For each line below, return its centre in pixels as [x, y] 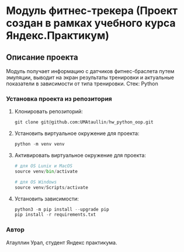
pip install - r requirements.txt [55, 215]
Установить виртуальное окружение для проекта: [77, 133]
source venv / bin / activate [46, 171]
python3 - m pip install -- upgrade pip [62, 209]
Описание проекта [42, 57]
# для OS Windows [36, 182]
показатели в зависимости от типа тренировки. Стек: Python [82, 84]
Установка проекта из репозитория [59, 99]
